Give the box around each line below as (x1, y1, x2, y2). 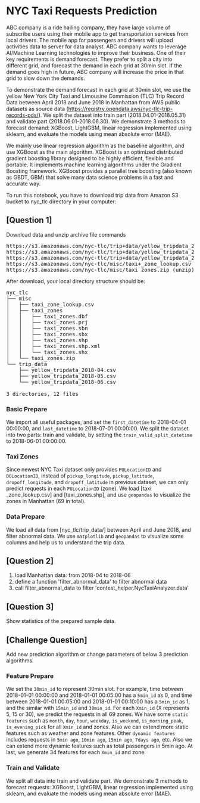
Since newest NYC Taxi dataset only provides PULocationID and (6, 466, 162, 473)
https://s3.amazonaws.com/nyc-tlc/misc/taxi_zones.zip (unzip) (6, 266, 195, 273)
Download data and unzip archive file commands (6, 231, 126, 238)
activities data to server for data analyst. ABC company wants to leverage (6, 43, 186, 50)
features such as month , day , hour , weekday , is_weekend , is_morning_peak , (6, 717, 183, 724)
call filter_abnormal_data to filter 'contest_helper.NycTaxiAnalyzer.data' (14, 584, 189, 591)
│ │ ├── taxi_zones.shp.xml (6, 343, 101, 349)
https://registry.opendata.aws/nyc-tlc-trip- (68, 105, 173, 112)
